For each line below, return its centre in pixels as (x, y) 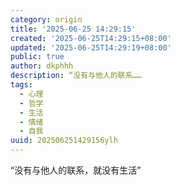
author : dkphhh (42, 66)
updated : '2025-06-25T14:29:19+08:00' (91, 47)
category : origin (46, 19)
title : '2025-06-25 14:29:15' (73, 29)
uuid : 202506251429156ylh (64, 141)
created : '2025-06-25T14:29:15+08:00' (91, 38)
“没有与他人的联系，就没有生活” (76, 170)
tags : (21, 85)
